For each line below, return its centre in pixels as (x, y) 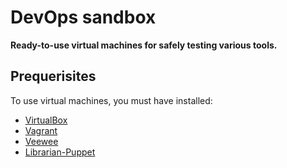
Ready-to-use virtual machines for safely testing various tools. (144, 45)
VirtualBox (46, 120)
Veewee (41, 141)
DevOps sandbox (83, 17)
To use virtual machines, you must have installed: (111, 100)
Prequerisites (53, 76)
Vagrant (41, 130)
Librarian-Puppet (60, 152)
